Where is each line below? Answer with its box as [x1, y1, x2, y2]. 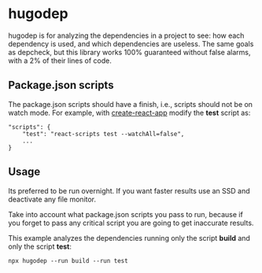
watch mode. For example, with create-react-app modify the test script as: [8, 108, 251, 117]
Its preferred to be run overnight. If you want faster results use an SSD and [8, 186, 250, 195]
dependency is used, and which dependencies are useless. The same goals [8, 39, 254, 48]
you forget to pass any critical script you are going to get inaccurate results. [8, 218, 254, 227]
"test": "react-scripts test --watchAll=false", [22, 130, 185, 138]
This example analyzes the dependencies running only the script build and [8, 233, 250, 242]
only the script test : [8, 242, 72, 251]
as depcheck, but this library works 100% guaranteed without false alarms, [8, 47, 251, 57]
